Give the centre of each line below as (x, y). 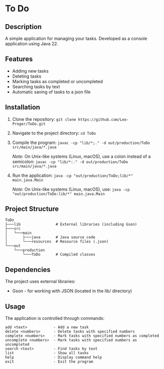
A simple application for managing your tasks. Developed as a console (76, 38)
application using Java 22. (32, 44)
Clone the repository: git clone (44, 119)
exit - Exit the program (49, 362)
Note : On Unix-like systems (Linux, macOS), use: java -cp (71, 189)
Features (19, 59)
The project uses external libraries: (40, 282)
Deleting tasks (27, 76)
